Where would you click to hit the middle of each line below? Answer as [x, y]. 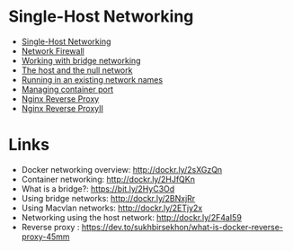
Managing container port [67, 89]
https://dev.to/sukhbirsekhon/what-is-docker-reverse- [182, 227]
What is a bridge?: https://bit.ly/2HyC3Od [98, 188]
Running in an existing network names [92, 79]
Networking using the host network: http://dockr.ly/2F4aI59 [131, 217]
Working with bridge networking [81, 60]
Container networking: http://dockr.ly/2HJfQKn [108, 179]
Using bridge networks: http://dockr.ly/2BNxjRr [108, 198]
